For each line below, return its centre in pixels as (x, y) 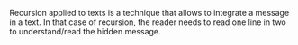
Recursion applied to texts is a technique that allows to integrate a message (149, 13)
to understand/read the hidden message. (85, 31)
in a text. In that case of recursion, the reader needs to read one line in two (148, 22)
